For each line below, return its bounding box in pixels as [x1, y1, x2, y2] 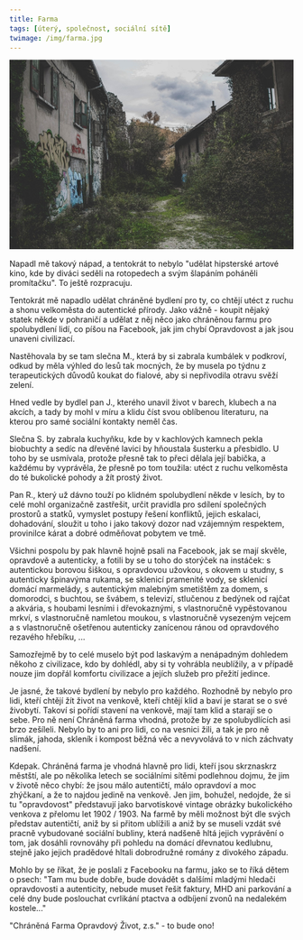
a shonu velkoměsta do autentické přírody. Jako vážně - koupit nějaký [9, 305, 271, 316]
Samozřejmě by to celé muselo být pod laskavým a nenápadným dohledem [9, 650, 289, 660]
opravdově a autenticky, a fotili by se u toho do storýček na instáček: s [9, 555, 271, 566]
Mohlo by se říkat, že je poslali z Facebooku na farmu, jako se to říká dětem [9, 864, 289, 875]
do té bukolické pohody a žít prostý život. [9, 472, 163, 483]
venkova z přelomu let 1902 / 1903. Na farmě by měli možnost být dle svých [9, 808, 291, 820]
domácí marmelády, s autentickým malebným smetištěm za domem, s [9, 584, 269, 594]
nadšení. [9, 743, 41, 754]
